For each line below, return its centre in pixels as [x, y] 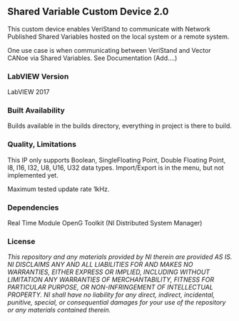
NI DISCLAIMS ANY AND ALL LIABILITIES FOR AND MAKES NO [101, 265]
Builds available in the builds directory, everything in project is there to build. [119, 126]
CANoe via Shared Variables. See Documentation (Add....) [92, 58]
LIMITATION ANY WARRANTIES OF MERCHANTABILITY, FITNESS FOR [111, 280]
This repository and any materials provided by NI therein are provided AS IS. [120, 257]
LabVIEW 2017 [29, 92]
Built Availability [36, 111]
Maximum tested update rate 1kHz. [59, 189]
